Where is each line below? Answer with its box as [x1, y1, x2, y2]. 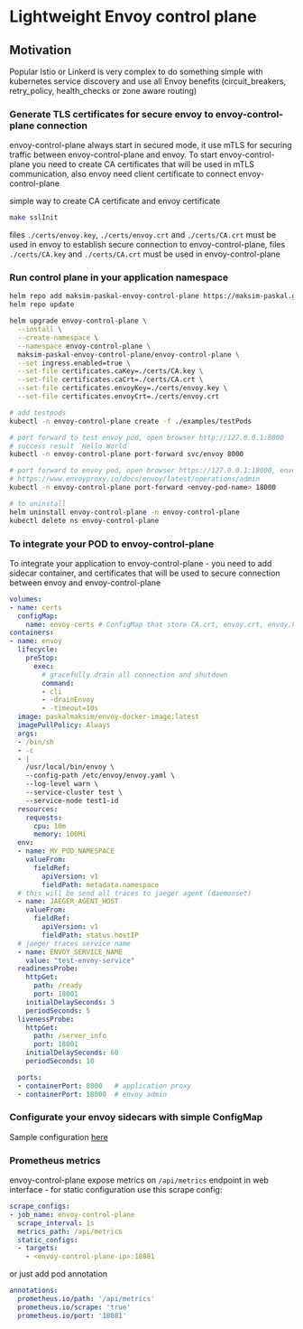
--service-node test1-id [25, 796, 119, 805]
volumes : [9, 594, 42, 604]
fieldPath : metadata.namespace [41, 880, 160, 889]
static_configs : [17, 1235, 78, 1244]
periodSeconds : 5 [25, 1006, 91, 1015]
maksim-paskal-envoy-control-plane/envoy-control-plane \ [17, 350, 241, 359]
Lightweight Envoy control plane [9, 6, 257, 27]
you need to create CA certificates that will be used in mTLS [32, 159, 255, 170]
